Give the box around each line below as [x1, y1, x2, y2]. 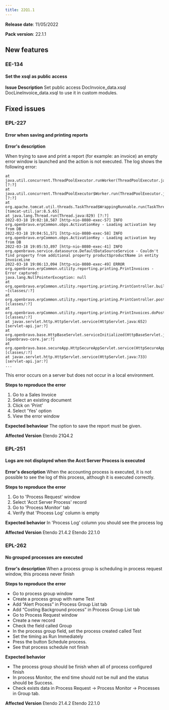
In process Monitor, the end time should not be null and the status [12, 674, 149, 680]
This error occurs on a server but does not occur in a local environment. [5, 372, 154, 378]
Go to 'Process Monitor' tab [12, 504, 70, 510]
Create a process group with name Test [12, 596, 95, 602]
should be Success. [12, 679, 54, 686]
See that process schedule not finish [12, 644, 89, 650]
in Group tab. [12, 690, 40, 696]
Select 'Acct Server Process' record [12, 499, 87, 505]
